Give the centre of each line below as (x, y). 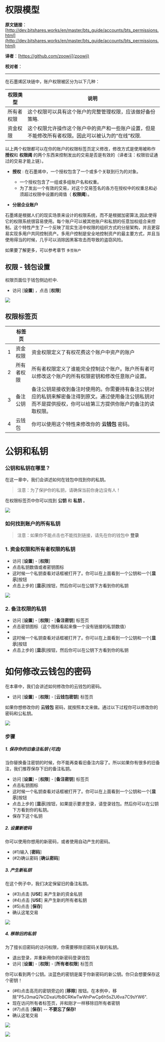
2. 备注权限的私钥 (26, 608)
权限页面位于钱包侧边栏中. (32, 280)
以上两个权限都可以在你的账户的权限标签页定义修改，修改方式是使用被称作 (80, 148)
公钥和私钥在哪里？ (28, 468)
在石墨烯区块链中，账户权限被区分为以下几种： (52, 81)
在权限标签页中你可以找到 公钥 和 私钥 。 (46, 501)
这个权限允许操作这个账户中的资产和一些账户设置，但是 (91, 128)
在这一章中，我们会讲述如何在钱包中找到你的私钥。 (57, 480)
